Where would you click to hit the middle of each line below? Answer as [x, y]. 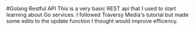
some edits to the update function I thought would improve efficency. [92, 21]
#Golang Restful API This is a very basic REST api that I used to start [91, 9]
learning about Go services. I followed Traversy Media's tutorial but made [97, 15]
